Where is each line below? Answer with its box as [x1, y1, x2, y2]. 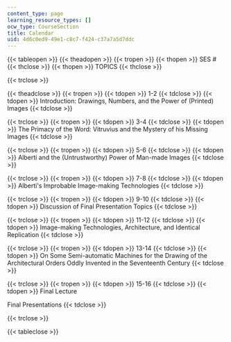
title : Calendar [7, 29, 54, 37]
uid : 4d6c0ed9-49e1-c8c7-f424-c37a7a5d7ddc [7, 36, 135, 43]
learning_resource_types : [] [7, 17, 92, 24]
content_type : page [7, 10, 64, 17]
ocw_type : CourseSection [7, 23, 79, 30]
